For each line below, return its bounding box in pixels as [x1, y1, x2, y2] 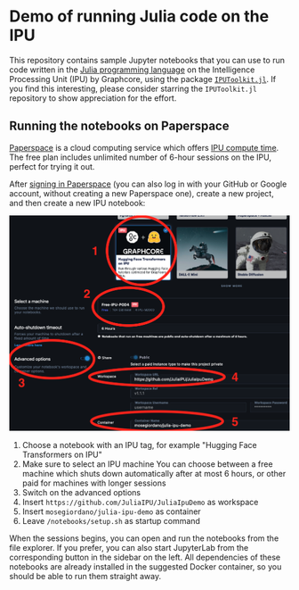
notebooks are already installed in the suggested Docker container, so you [9, 561, 282, 572]
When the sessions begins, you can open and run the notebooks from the [9, 533, 279, 544]
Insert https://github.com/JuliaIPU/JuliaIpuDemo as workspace [21, 496, 259, 507]
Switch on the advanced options [21, 486, 141, 497]
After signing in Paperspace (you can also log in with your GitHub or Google [9, 179, 287, 189]
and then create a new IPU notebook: [9, 197, 146, 208]
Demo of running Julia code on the [9, 6, 270, 27]
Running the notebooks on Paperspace [9, 119, 230, 134]
